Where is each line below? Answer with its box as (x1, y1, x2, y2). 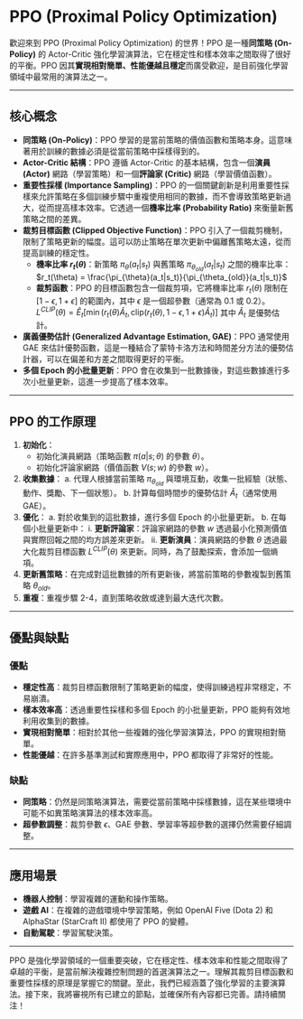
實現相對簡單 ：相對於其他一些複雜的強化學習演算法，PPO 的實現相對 (22, 727, 279, 737)
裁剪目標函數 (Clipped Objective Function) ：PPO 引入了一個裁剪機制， (22, 224, 288, 236)
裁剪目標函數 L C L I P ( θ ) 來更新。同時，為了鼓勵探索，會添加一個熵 (38, 544, 279, 556)
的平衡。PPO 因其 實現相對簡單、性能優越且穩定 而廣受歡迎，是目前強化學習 (9, 60, 289, 70)
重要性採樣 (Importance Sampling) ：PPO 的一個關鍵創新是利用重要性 (22, 179, 282, 191)
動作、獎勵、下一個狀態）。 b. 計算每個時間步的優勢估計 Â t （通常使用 (22, 488, 278, 500)
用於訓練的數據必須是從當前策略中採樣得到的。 (30, 145, 205, 156)
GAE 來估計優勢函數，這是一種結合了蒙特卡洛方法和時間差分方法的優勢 (22, 342, 286, 353)
